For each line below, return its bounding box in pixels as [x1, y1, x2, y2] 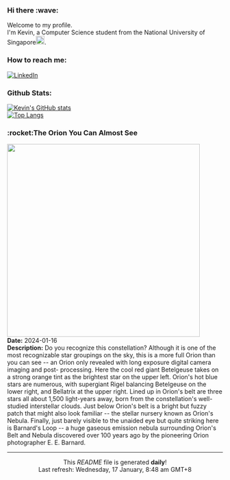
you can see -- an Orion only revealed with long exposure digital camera [7, 359, 212, 367]
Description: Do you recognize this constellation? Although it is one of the [7, 344, 216, 352]
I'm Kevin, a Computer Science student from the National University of [7, 28, 205, 36]
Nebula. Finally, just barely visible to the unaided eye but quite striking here [7, 417, 219, 425]
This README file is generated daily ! [63, 458, 167, 466]
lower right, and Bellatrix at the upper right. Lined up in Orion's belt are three [7, 387, 222, 396]
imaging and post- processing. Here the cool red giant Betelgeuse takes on [7, 365, 219, 374]
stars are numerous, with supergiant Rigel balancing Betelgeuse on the [7, 380, 207, 389]
